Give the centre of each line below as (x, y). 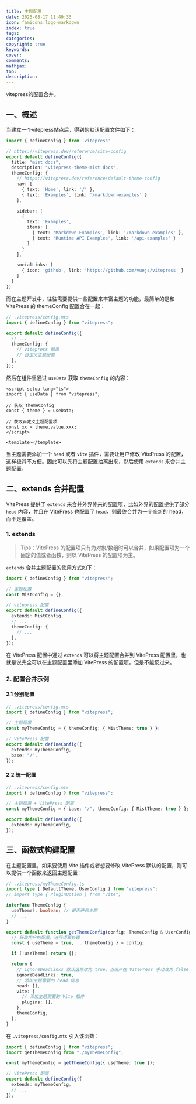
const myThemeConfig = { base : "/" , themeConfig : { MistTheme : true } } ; (98, 809)
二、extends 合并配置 (45, 489)
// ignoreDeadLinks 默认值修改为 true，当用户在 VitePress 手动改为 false (103, 970)
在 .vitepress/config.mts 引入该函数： (53, 1036)
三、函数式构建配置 (41, 850)
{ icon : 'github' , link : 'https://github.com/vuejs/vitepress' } (102, 271)
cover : (14, 55)
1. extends (21, 534)
